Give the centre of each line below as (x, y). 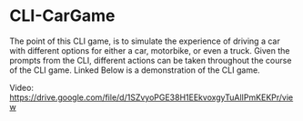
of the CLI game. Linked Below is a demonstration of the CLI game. (135, 70)
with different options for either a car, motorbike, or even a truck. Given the (150, 50)
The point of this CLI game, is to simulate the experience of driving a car (145, 41)
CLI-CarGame (62, 16)
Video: (22, 87)
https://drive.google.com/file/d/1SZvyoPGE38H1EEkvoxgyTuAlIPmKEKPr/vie (151, 97)
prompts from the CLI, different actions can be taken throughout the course (151, 60)
